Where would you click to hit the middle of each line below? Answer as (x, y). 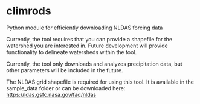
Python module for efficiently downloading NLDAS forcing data (85, 28)
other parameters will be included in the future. (65, 70)
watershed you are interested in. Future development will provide (87, 46)
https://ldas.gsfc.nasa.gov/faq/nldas (51, 94)
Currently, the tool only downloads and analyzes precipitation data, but (94, 64)
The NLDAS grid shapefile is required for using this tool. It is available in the (100, 82)
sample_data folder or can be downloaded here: (66, 88)
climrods (29, 11)
